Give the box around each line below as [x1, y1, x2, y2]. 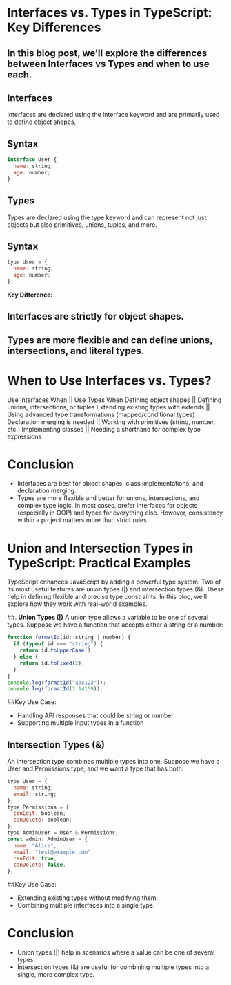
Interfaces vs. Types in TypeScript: [7, 5, 212, 21]
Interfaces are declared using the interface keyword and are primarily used [7, 111, 220, 119]
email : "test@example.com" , [13, 849, 94, 856]
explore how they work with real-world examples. [7, 600, 148, 608]
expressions [7, 432, 42, 441]
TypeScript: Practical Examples [7, 555, 191, 571]
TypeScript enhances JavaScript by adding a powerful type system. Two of [7, 578, 221, 586]
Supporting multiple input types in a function [17, 719, 144, 727]
